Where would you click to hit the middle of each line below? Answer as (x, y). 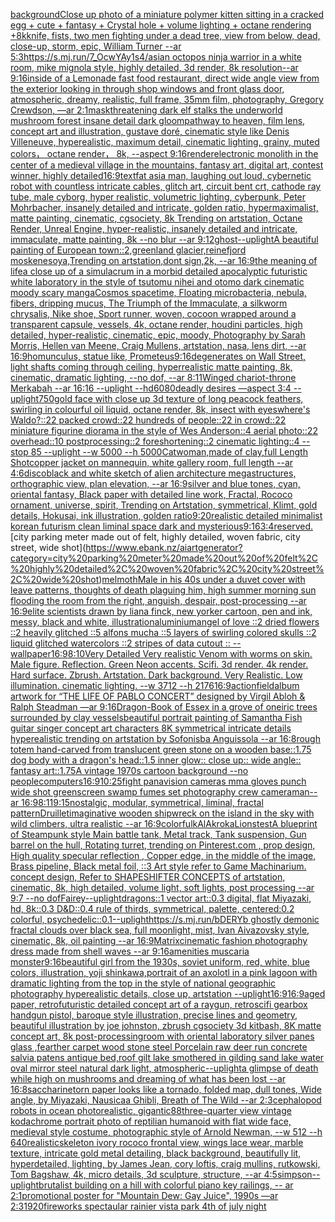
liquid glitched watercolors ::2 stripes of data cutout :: (120, 643)
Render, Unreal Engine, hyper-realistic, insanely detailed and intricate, (154, 228)
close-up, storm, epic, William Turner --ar (96, 46)
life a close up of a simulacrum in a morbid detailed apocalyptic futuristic (159, 271)
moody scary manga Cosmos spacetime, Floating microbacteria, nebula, (158, 292)
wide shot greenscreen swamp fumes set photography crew (134, 792)
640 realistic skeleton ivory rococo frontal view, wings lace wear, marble (157, 1142)
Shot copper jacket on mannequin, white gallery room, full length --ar (152, 462)
